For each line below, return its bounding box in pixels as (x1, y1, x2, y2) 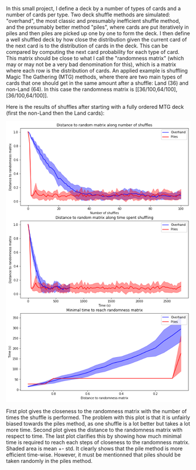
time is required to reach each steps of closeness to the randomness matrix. (6, 438, 190, 445)
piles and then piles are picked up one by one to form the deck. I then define (6, 30, 190, 37)
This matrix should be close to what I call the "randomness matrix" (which (6, 55, 184, 61)
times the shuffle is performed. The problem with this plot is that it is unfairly (6, 414, 190, 421)
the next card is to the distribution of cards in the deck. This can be (6, 42, 169, 49)
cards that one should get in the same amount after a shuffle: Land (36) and (6, 80, 189, 87)
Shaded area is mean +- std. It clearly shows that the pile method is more (6, 445, 183, 452)
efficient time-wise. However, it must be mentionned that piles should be (6, 451, 181, 458)
